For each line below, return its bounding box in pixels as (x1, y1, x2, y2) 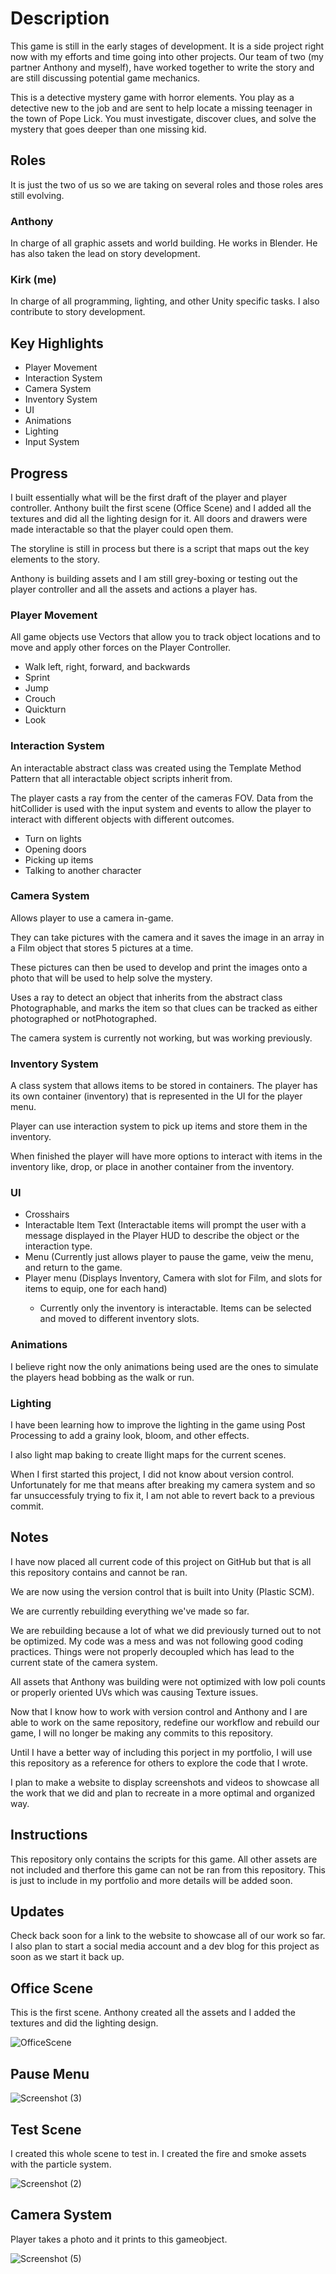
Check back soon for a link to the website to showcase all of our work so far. (10, 1930, 326, 1942)
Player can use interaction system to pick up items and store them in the (10, 1120, 308, 1132)
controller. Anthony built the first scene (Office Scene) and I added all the (10, 502, 312, 514)
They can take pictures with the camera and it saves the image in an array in (10, 931, 325, 943)
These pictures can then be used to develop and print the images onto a (10, 961, 308, 973)
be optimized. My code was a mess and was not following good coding (10, 1635, 303, 1647)
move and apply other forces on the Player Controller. (10, 642, 232, 654)
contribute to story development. (10, 306, 146, 318)
